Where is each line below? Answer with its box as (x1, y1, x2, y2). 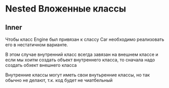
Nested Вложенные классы (5, 3, 126, 15)
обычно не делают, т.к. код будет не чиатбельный (5, 77, 113, 83)
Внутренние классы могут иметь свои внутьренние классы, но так (5, 72, 150, 78)
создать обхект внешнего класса (5, 62, 77, 68)
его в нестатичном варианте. (5, 42, 68, 48)
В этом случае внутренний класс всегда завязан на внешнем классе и (5, 51, 158, 57)
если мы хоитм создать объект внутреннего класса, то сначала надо (5, 57, 155, 63)
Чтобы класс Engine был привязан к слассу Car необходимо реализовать (5, 36, 164, 42)
